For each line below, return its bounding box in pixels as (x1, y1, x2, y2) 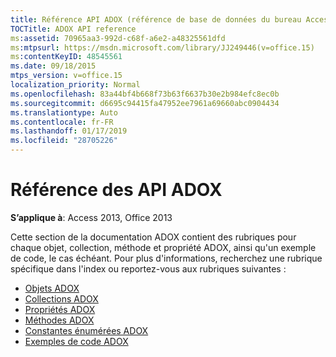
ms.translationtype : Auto (10, 107, 118, 118)
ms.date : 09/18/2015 (10, 61, 97, 71)
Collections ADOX (24, 292, 99, 305)
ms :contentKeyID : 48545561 (10, 52, 123, 62)
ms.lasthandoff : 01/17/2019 (10, 126, 128, 136)
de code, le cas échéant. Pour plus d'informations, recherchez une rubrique (10, 252, 323, 264)
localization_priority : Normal (10, 80, 141, 90)
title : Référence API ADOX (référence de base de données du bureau (10, 14, 302, 25)
